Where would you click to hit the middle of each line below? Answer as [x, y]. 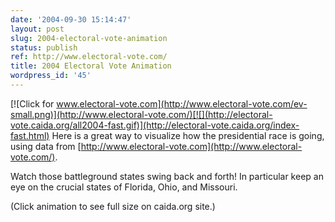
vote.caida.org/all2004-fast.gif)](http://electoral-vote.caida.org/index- [155, 125]
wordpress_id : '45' [51, 76]
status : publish [44, 47]
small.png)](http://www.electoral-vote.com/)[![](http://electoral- [141, 114]
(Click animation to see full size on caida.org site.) [113, 206]
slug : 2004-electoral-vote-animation [89, 38]
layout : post [37, 29]
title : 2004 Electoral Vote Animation [91, 66]
